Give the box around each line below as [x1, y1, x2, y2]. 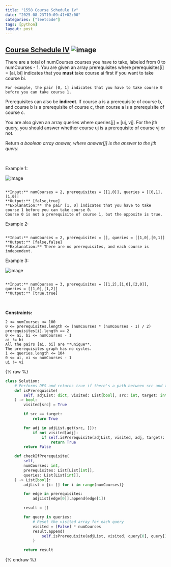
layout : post [5, 27, 33, 32]
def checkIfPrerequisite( [14, 454, 70, 459]
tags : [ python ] [5, 21, 38, 27]
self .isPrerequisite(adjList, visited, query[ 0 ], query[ [41, 533, 165, 539]
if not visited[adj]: [32, 430, 79, 435]
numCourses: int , [23, 463, 60, 468]
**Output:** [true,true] [5, 291, 58, 296]
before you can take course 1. [5, 89, 72, 94]
